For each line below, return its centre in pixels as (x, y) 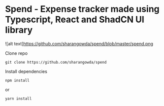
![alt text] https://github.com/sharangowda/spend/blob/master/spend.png (79, 43)
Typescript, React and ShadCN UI (75, 19)
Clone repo (16, 53)
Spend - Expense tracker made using (82, 9)
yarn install (18, 99)
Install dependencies (26, 71)
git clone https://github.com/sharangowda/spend (56, 62)
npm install (17, 80)
